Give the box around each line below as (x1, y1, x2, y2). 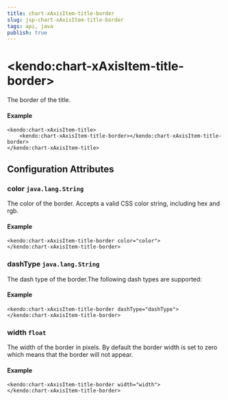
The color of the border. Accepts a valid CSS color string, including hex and (7, 199, 220, 208)
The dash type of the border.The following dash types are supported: (7, 275, 202, 283)
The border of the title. (7, 96, 71, 104)
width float (7, 327, 47, 337)
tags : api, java (7, 23, 53, 29)
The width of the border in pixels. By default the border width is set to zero (7, 343, 218, 351)
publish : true (7, 29, 48, 36)
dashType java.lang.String (7, 260, 100, 269)
